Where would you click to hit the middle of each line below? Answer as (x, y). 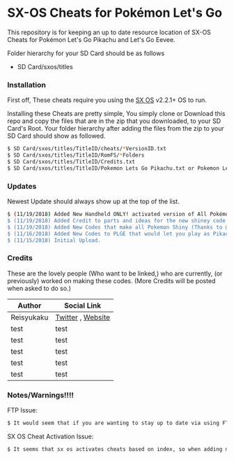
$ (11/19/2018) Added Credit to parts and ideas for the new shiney (109, 221)
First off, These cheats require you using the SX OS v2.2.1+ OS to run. (107, 100)
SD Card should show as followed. (56, 136)
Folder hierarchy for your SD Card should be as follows (86, 53)
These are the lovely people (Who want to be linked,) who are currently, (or (115, 273)
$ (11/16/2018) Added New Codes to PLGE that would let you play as (109, 233)
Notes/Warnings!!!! (41, 395)
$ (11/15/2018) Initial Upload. (54, 240)
